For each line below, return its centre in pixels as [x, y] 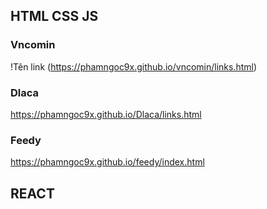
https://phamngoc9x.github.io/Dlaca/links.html [106, 114]
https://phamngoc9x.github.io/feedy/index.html [107, 162]
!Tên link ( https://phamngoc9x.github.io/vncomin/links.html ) [134, 66]
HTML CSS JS [54, 16]
